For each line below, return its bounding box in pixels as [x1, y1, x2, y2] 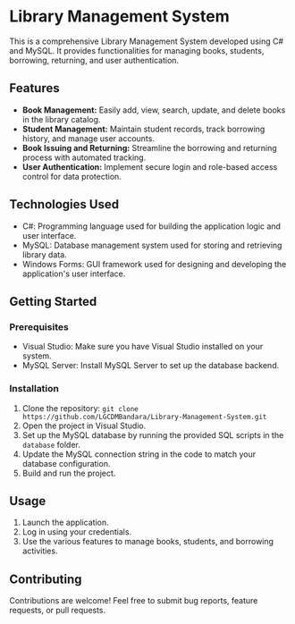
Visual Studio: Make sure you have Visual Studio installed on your [21, 342, 264, 352]
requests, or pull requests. [9, 605, 106, 616]
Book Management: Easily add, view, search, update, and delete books [21, 105, 286, 115]
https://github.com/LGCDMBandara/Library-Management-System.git [21, 412, 267, 421]
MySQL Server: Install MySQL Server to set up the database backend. [21, 360, 280, 371]
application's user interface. [21, 268, 126, 279]
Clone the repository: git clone [21, 402, 139, 413]
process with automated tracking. [21, 152, 147, 163]
